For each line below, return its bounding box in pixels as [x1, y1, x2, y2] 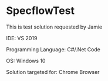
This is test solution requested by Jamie [6, 23, 103, 30]
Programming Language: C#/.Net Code [6, 45, 101, 53]
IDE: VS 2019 [6, 34, 38, 41]
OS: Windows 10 [6, 57, 46, 64]
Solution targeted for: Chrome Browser [6, 68, 100, 75]
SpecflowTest [6, 4, 75, 17]
